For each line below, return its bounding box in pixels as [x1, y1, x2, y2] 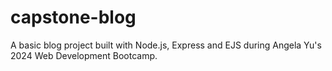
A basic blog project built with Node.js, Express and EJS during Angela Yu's [10, 39, 322, 51]
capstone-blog [10, 6, 137, 29]
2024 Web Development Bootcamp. [10, 49, 158, 61]
